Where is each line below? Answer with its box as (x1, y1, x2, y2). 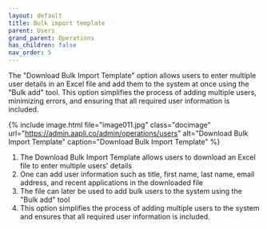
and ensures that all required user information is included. (19, 212, 210, 221)
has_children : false (8, 41, 78, 49)
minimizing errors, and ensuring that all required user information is (8, 97, 230, 105)
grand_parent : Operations (8, 34, 94, 42)
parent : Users (8, 26, 56, 34)
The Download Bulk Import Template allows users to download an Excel (19, 152, 256, 162)
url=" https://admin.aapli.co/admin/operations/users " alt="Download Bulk (8, 128, 249, 138)
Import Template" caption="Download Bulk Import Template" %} (8, 137, 221, 146)
